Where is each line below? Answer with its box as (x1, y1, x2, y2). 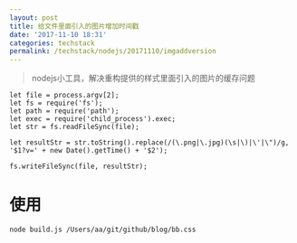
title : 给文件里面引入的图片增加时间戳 (9, 22, 139, 31)
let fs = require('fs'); (9, 98, 103, 108)
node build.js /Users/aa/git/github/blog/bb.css (9, 225, 196, 235)
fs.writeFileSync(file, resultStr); (9, 162, 148, 172)
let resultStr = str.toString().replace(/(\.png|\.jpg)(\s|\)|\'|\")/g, (9, 138, 290, 147)
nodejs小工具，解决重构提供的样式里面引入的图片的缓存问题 (31, 73, 255, 84)
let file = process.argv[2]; (9, 91, 120, 100)
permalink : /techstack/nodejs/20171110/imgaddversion (9, 47, 217, 56)
